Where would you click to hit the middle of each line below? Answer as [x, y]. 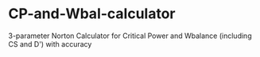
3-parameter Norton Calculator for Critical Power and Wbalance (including [130, 36]
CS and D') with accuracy [50, 44]
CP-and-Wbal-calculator [92, 14]
